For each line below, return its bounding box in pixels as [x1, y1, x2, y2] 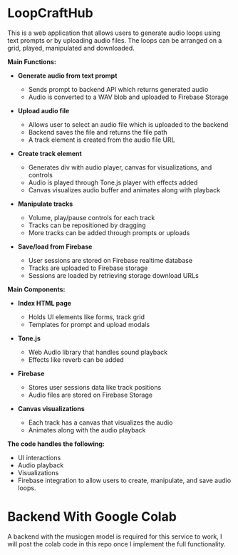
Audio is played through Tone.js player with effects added [28, 178, 198, 187]
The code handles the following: [7, 440, 105, 448]
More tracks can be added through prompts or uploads [28, 228, 190, 237]
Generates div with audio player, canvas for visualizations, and [28, 162, 212, 172]
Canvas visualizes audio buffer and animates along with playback [28, 185, 221, 194]
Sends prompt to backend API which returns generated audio [28, 85, 209, 93]
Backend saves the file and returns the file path [28, 128, 167, 136]
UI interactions [17, 453, 61, 462]
